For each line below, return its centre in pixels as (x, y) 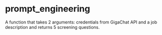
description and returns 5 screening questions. (52, 27)
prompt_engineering (48, 9)
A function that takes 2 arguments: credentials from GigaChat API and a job (81, 22)
